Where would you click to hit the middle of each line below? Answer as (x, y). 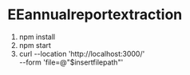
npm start (35, 45)
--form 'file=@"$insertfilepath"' (71, 62)
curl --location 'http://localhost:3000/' (82, 53)
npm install (37, 37)
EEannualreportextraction (95, 15)
